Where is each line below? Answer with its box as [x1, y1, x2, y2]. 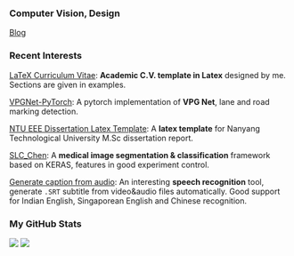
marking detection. [9, 106, 78, 116]
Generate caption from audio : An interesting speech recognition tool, [9, 176, 265, 187]
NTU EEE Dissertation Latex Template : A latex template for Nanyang [9, 123, 261, 133]
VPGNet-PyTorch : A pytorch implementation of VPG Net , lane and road [9, 96, 270, 107]
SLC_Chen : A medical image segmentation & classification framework [9, 149, 271, 160]
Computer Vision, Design [9, 7, 120, 20]
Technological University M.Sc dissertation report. [9, 132, 194, 143]
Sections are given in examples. [9, 79, 127, 90]
